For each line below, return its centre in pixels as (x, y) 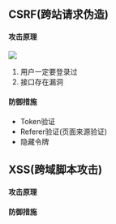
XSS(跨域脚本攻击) (56, 170)
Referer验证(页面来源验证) (64, 131)
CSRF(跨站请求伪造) (59, 15)
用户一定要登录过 (49, 71)
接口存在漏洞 (41, 82)
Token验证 (37, 121)
